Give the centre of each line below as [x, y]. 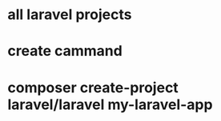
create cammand [65, 51]
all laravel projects [70, 15]
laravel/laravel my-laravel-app [110, 104]
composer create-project [93, 87]
